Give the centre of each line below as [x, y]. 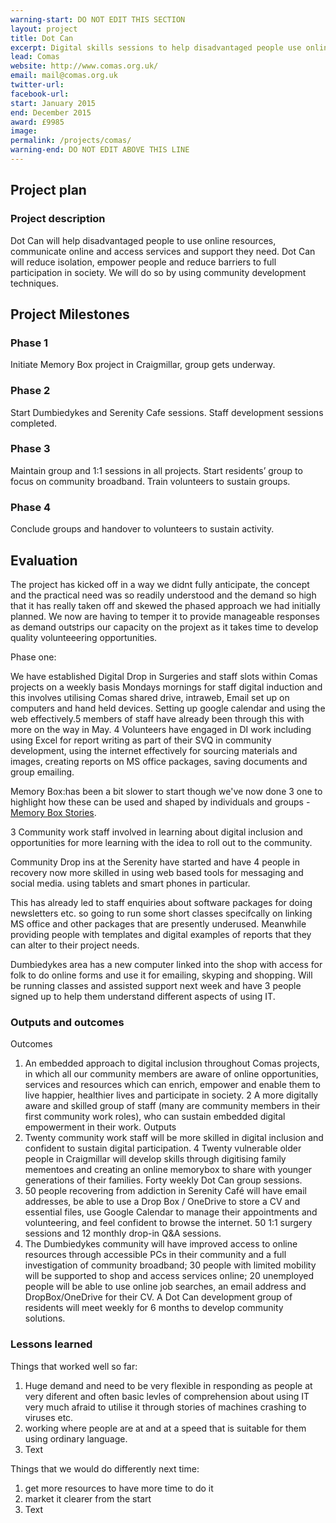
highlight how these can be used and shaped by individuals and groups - [160, 802]
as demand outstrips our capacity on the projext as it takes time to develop [164, 627]
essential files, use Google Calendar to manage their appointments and [171, 1212]
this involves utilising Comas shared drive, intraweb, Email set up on [150, 697]
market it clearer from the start [88, 1498]
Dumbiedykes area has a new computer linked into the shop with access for [166, 964]
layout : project [44, 29]
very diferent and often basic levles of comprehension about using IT [167, 1396]
